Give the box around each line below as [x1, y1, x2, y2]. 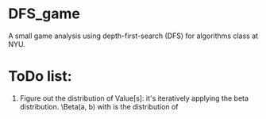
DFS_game [8, 5, 81, 23]
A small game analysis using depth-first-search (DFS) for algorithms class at [8, 31, 259, 40]
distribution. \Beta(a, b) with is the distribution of [19, 102, 179, 111]
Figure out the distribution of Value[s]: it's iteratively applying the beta [19, 93, 249, 103]
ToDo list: [8, 67, 73, 86]
